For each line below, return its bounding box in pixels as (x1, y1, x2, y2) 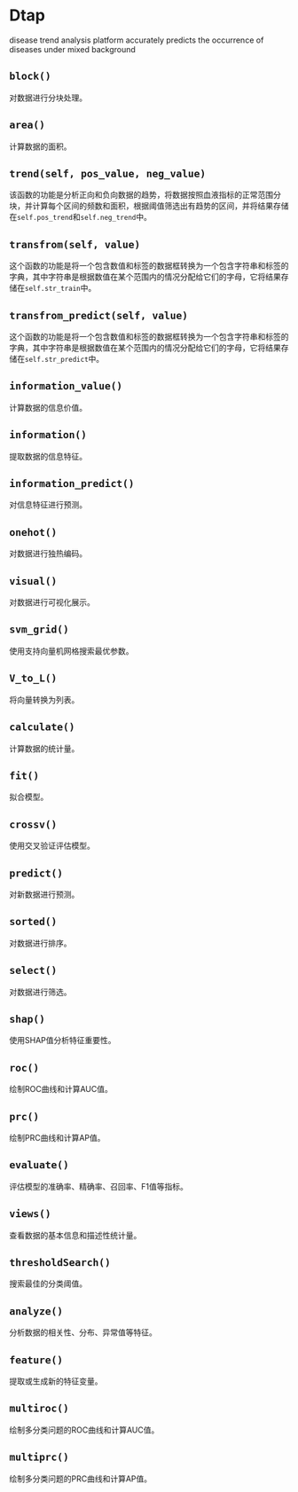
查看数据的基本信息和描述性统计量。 (9, 1229, 142, 1240)
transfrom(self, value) (9, 238, 141, 251)
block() (9, 70, 51, 82)
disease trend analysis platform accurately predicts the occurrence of (9, 35, 264, 45)
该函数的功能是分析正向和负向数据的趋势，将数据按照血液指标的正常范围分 (9, 190, 281, 200)
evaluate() (9, 1158, 69, 1172)
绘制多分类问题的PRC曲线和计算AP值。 (9, 1473, 153, 1484)
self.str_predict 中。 (25, 354, 105, 364)
